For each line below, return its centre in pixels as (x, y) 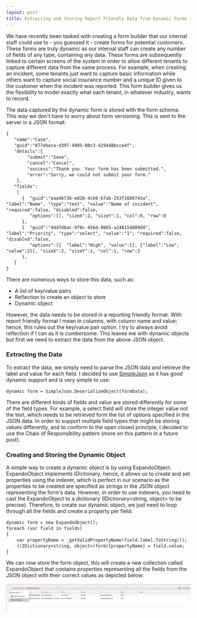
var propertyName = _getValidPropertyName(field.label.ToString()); (102, 540)
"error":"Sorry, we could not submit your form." (89, 175)
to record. (18, 98)
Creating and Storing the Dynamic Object (66, 454)
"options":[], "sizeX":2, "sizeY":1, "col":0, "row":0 (98, 216)
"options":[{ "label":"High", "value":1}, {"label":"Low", (105, 245)
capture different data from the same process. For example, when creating (96, 67)
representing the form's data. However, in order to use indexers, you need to (98, 493)
